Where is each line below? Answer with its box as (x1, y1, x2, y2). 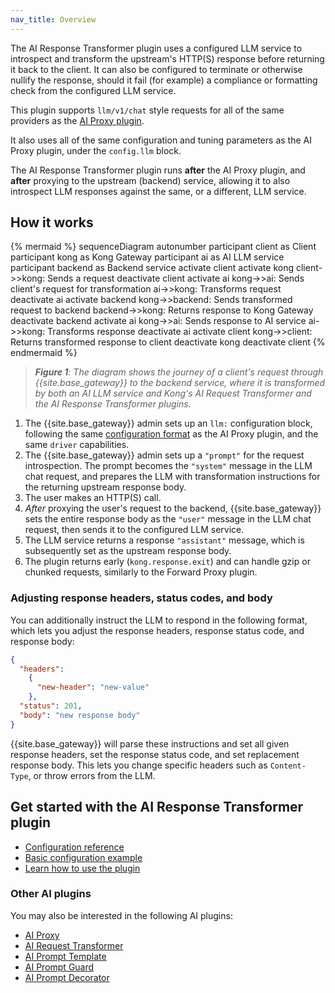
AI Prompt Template (24, 950, 107, 962)
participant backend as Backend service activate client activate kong (10, 262, 294, 274)
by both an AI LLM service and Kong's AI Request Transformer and (34, 387, 312, 400)
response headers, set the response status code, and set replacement (10, 748, 300, 760)
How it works (10, 214, 94, 231)
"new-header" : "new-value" (36, 682, 150, 693)
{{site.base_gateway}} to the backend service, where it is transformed (34, 377, 326, 389)
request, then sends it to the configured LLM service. (24, 524, 245, 536)
